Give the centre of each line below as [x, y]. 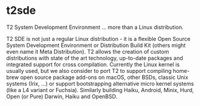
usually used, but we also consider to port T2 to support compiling [89, 70]
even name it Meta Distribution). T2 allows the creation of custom [88, 51]
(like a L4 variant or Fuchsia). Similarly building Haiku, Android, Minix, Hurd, [100, 90]
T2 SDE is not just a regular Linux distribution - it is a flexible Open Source [98, 39]
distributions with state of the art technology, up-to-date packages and [95, 58]
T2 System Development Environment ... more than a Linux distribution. [95, 27]
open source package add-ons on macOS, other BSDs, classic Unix [104, 77]
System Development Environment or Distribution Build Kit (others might [96, 45]
